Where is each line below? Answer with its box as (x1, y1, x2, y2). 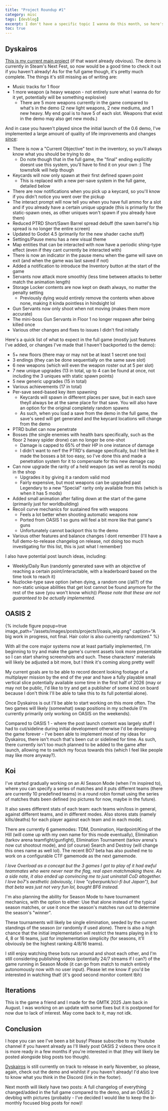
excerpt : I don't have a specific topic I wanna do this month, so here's (5, 21, 164, 27)
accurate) (12, 310, 32, 316)
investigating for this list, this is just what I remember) (12, 543, 122, 549)
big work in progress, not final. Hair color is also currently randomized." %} (5, 633, 159, 640)
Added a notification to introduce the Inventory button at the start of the (12, 263, 160, 269)
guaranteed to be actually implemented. (12, 595, 95, 601)
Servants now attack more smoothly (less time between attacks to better (12, 273, 162, 279)
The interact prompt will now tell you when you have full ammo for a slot (12, 199, 161, 205)
